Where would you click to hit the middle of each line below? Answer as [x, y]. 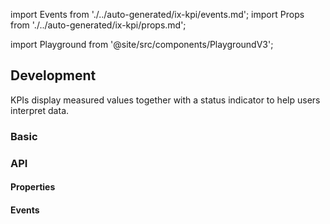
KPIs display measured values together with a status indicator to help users [165, 100]
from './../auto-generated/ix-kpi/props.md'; [98, 25]
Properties [33, 187]
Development [53, 75]
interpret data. [40, 110]
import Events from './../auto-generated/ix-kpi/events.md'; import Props [157, 14]
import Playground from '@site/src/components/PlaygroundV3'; [142, 44]
